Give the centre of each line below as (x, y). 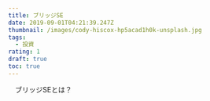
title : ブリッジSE (36, 15)
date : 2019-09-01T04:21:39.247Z (61, 23)
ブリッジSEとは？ (43, 89)
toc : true (24, 67)
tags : (17, 37)
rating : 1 (24, 52)
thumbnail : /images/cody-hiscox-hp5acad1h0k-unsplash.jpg (105, 30)
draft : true (28, 60)
